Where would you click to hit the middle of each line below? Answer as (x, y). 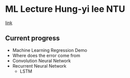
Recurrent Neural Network (39, 66)
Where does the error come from (46, 55)
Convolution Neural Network (42, 61)
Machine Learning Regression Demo (50, 50)
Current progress (33, 38)
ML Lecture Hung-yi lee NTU (65, 9)
